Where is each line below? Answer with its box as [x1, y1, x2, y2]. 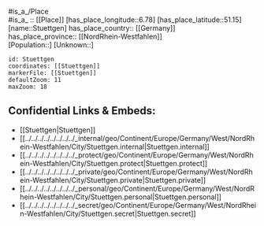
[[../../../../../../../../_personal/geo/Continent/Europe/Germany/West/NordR [19, 183, 255, 193]
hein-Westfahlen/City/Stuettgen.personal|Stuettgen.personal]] [19, 192, 222, 202]
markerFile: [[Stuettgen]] [8, 69, 97, 77]
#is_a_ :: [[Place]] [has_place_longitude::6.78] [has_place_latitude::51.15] [8, 15, 242, 24]
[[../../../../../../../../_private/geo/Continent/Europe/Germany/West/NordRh [19, 167, 254, 176]
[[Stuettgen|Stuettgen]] [19, 125, 96, 135]
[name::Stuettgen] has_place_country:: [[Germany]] [8, 24, 176, 32]
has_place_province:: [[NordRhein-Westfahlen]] [8, 31, 163, 41]
